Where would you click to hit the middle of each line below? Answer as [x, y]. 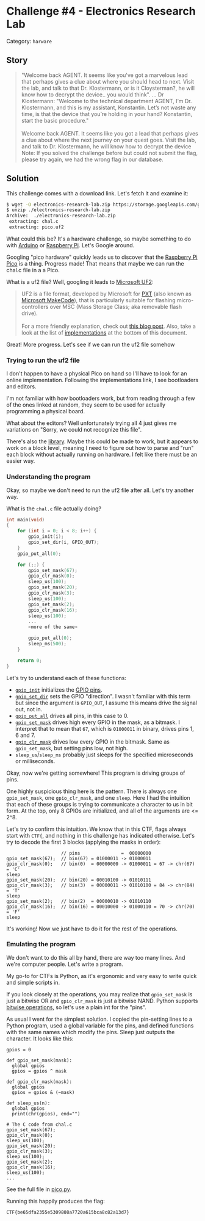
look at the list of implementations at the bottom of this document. [104, 332]
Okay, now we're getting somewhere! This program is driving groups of [96, 773]
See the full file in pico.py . [39, 1189]
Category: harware [29, 41]
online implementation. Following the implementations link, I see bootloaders [103, 380]
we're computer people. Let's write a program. [65, 964]
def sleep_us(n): [28, 1103]
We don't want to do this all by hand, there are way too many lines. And [96, 957]
